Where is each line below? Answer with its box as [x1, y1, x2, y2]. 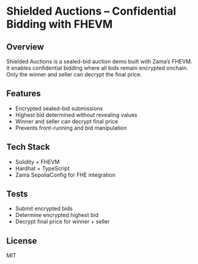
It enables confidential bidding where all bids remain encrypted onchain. [6, 64, 188, 71]
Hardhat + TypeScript [15, 164, 70, 172]
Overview [6, 42, 45, 52]
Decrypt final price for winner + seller [15, 218, 110, 226]
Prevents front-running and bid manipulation [15, 124, 127, 131]
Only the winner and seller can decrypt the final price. [6, 71, 142, 78]
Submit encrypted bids [15, 205, 73, 212]
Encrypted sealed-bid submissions [15, 105, 103, 112]
